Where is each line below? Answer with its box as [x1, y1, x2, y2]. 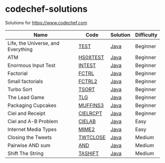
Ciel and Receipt [7, 110, 46, 117]
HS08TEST [78, 54, 105, 61]
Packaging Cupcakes [7, 102, 56, 109]
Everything [7, 46, 33, 53]
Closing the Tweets [7, 134, 52, 141]
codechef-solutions [5, 3, 88, 15]
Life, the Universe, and [7, 39, 60, 46]
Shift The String [7, 150, 44, 157]
